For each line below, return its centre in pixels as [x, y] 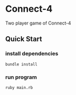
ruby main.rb [19, 87]
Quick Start [24, 39]
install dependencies [32, 54]
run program [21, 77]
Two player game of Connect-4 [38, 23]
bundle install [21, 64]
